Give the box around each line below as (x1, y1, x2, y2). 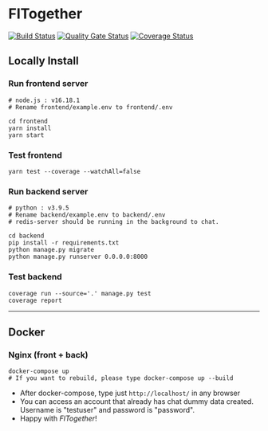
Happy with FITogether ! (19, 413, 97, 423)
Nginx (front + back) (8, 349, 89, 360)
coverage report (8, 296, 62, 304)
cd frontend (8, 117, 48, 125)
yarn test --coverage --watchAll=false (8, 167, 141, 175)
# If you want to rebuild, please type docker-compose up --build (8, 374, 234, 382)
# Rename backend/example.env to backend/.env (8, 211, 166, 219)
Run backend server (8, 186, 89, 197)
